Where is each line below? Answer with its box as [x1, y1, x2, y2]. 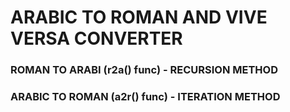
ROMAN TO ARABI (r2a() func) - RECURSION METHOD [10, 63, 278, 77]
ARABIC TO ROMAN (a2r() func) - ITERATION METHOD [10, 90, 281, 104]
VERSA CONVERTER [10, 27, 183, 50]
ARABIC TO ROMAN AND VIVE [10, 6, 268, 29]
